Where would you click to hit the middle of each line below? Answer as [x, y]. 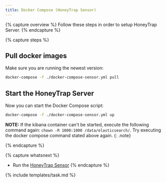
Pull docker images [36, 56]
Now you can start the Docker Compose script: [55, 106]
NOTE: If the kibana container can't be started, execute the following [77, 125]
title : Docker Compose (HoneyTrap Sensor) [51, 10]
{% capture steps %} [27, 40]
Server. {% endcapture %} [33, 30]
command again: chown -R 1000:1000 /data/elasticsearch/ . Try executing [83, 130]
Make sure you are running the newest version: [55, 68]
